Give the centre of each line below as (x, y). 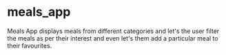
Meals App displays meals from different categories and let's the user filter (113, 31)
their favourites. (30, 45)
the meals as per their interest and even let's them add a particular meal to (113, 38)
